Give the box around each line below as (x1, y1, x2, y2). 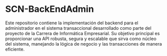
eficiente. (5, 46, 25, 52)
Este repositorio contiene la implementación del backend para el (5, 20, 138, 26)
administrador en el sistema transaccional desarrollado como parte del (5, 25, 152, 31)
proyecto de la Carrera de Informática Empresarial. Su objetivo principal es (5, 30, 160, 36)
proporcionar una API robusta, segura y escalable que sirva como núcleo (5, 36, 157, 42)
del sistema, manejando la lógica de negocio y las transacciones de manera (5, 41, 162, 47)
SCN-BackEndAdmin (5, 3, 94, 15)
